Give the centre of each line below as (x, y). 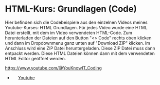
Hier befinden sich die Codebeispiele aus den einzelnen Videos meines (76, 22)
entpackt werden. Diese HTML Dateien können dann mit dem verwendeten (80, 53)
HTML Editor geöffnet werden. (36, 58)
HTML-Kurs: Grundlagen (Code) (71, 9)
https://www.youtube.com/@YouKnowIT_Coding (53, 68)
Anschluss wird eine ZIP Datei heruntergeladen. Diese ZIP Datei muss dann (80, 48)
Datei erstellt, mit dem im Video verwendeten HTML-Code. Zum (69, 33)
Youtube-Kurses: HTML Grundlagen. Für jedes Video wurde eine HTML (76, 27)
